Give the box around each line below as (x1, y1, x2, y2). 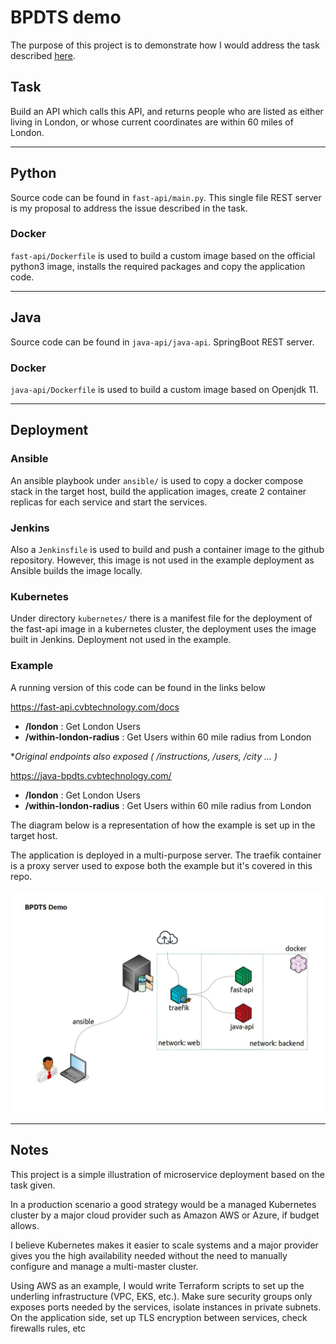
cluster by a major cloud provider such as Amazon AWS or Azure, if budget (10, 1209, 320, 1221)
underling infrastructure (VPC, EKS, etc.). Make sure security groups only (10, 1290, 313, 1302)
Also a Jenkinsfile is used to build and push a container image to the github (10, 543, 325, 555)
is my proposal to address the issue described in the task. (10, 202, 248, 214)
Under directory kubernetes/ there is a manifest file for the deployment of (10, 612, 313, 625)
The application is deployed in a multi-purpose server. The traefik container (10, 849, 322, 861)
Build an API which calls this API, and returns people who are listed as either (10, 105, 324, 117)
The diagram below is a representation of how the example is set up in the (10, 819, 316, 831)
